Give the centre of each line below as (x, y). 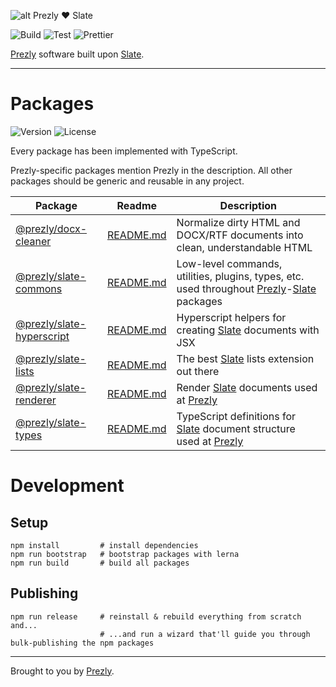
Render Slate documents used (247, 387)
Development (67, 486)
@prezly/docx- (51, 228)
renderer (36, 400)
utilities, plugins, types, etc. (240, 276)
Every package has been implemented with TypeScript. (124, 151)
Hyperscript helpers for (231, 317)
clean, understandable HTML (244, 247)
